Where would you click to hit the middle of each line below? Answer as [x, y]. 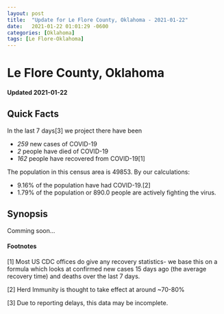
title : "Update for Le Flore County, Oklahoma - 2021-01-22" [98, 20]
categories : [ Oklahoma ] [41, 33]
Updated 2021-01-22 [37, 92]
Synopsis [27, 214]
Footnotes [22, 246]
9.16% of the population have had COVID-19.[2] [84, 185]
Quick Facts [33, 114]
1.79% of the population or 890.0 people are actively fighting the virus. [116, 192]
